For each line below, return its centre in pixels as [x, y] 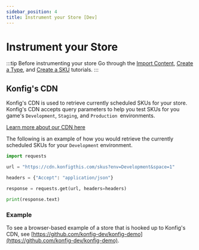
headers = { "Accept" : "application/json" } [60, 178]
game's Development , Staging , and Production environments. [81, 116]
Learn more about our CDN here [46, 127]
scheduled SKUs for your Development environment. [69, 145]
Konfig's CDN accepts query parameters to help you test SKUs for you [93, 109]
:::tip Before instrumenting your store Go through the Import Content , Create [100, 63]
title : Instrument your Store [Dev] [52, 17]
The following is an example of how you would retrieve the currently [90, 139]
